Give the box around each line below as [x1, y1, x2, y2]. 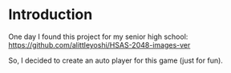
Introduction [8, 6, 93, 24]
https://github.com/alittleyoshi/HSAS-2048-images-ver [8, 40, 191, 49]
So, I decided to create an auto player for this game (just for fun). [8, 56, 223, 65]
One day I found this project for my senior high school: [8, 32, 188, 41]
